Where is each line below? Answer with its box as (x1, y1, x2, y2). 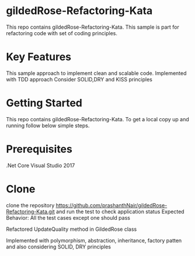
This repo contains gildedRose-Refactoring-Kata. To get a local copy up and (6, 115, 190, 122)
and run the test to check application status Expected (56, 208, 185, 215)
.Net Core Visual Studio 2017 (6, 162, 75, 169)
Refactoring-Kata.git (6, 208, 55, 215)
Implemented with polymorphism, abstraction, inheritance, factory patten (6, 237, 182, 244)
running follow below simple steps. (6, 122, 90, 129)
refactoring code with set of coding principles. (6, 29, 118, 36)
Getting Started (6, 97, 83, 110)
